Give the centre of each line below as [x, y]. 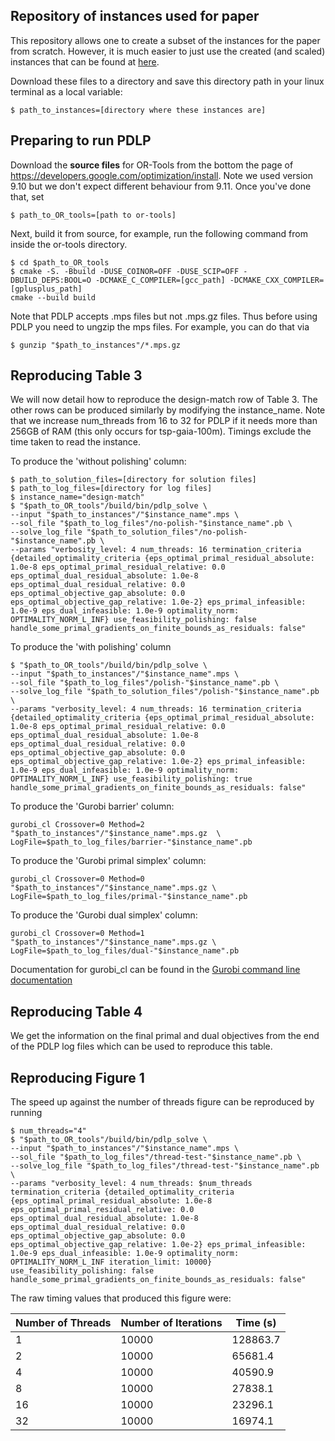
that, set [27, 196]
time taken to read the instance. [76, 442]
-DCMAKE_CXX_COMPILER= [277, 280]
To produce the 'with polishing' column [91, 647]
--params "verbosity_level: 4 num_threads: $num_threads [131, 1184]
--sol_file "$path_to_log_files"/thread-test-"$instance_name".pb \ [156, 1157]
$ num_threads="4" [48, 1131]
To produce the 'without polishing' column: [98, 461]
